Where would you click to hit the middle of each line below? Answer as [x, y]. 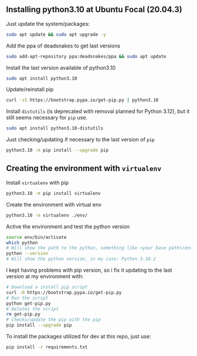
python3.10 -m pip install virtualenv [53, 193]
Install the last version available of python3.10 [61, 67]
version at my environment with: [45, 276]
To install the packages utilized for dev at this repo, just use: [79, 336]
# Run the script [27, 298]
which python [22, 242]
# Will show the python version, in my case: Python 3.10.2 [81, 259]
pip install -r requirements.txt [47, 347]
